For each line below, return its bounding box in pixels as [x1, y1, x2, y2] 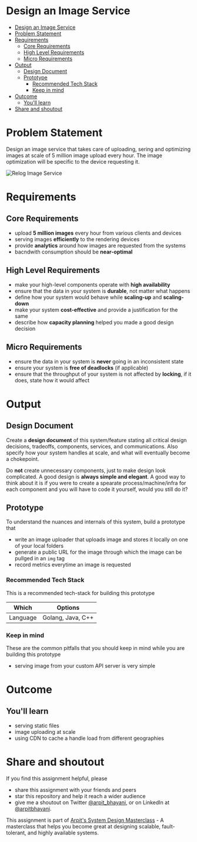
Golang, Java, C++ [42, 613, 94, 622]
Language [9, 613, 37, 622]
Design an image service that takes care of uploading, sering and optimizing [6, 145, 191, 152]
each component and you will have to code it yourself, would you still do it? [6, 486, 188, 493]
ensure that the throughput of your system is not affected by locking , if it [14, 370, 192, 378]
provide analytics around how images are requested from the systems [14, 242, 186, 249]
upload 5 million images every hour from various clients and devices [14, 229, 182, 236]
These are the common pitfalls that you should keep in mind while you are [6, 644, 185, 651]
